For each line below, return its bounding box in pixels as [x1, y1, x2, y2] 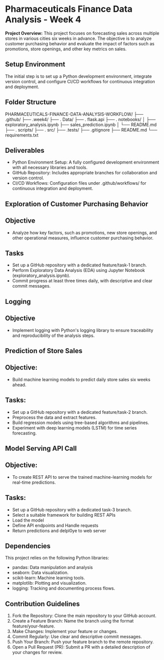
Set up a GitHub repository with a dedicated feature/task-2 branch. [12, 409, 148, 415]
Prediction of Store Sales [5, 346, 82, 355]
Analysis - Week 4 [5, 14, 82, 25]
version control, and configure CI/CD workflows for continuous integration [5, 78, 156, 84]
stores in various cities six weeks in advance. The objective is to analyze [5, 35, 152, 41]
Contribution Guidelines [5, 599, 80, 608]
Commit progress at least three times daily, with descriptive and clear [12, 278, 153, 284]
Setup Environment [5, 60, 65, 68]
